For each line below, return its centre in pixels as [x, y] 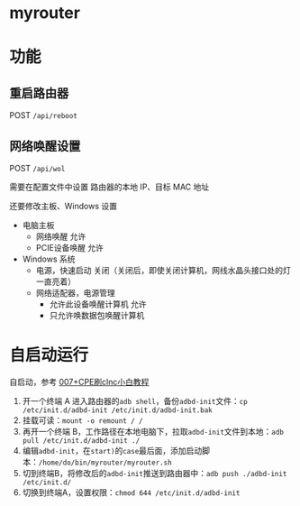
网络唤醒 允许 [61, 236]
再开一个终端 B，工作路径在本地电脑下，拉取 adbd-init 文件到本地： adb [153, 431]
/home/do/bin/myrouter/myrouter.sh [105, 463]
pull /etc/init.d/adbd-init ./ [81, 440]
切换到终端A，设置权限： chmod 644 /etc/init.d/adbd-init [131, 492]
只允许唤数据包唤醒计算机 [97, 315]
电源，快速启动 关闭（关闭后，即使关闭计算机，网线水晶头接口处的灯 [163, 270]
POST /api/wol [37, 168]
